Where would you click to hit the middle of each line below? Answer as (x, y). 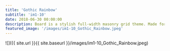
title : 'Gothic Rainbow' (31, 10)
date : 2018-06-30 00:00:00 (34, 19)
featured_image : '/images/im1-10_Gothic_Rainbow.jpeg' (64, 29)
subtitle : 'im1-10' (26, 15)
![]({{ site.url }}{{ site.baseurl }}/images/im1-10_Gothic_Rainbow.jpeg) (77, 43)
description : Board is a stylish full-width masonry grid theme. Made (81, 24)
